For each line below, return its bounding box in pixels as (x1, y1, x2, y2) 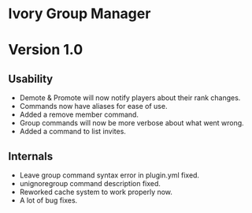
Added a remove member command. (19, 110, 139, 119)
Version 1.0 (8, 41, 83, 59)
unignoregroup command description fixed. (19, 179, 161, 188)
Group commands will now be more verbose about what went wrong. (19, 118, 244, 128)
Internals (8, 149, 54, 163)
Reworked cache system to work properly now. (19, 187, 173, 196)
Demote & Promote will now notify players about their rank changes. (19, 93, 241, 103)
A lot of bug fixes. (19, 196, 78, 205)
